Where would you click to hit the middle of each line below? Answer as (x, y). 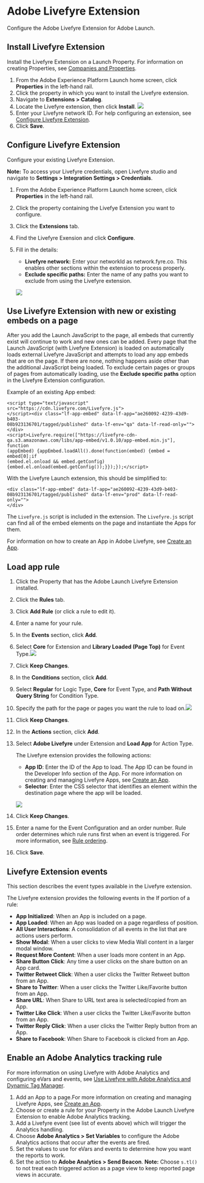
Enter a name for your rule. (49, 623)
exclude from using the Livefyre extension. (78, 281)
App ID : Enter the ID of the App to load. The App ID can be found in (109, 767)
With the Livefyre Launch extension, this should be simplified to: (87, 479)
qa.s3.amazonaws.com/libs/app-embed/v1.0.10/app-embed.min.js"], (91, 441)
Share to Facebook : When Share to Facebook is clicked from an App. (103, 1039)
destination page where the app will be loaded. (83, 793)
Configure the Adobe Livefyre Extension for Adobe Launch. (81, 28)
